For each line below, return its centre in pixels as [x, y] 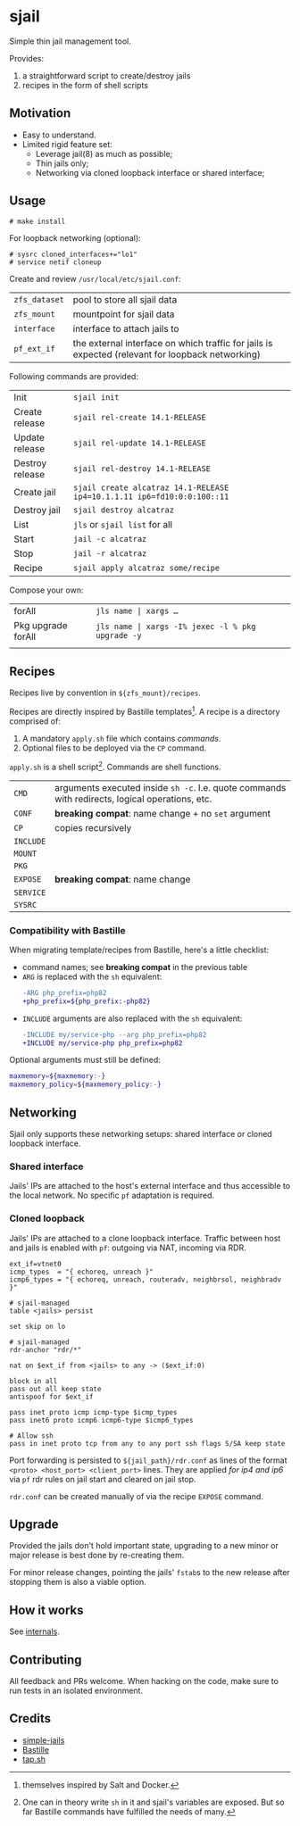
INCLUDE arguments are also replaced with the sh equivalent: [132, 1018]
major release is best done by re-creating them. [97, 1556]
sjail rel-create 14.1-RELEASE [140, 417]
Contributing [46, 1660]
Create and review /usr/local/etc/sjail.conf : [95, 278]
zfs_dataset [39, 299]
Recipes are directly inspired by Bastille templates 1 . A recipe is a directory [145, 711]
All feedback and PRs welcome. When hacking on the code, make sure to [144, 1681]
